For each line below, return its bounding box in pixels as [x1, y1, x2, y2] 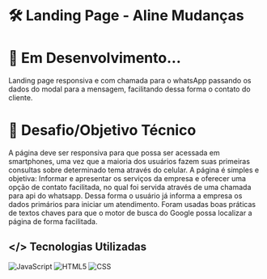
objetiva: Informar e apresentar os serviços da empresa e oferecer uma [8, 174, 247, 184]
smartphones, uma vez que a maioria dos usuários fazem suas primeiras [8, 157, 251, 167]
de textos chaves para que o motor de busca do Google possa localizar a [8, 208, 252, 218]
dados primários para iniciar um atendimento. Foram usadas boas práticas [8, 200, 256, 209]
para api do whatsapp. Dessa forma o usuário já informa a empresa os [8, 191, 243, 201]
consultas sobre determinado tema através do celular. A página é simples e [8, 165, 260, 175]
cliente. [8, 93, 33, 103]
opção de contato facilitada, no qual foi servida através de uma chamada [8, 183, 252, 192]
